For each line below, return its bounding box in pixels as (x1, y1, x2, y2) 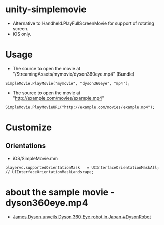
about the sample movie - (5, 186, 115, 198)
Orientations (5, 142, 46, 151)
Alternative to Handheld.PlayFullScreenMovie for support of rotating (12, 20, 154, 26)
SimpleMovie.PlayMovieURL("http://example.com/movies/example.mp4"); (5, 105, 155, 110)
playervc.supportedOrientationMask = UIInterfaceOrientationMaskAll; (5, 165, 159, 170)
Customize (5, 122, 52, 133)
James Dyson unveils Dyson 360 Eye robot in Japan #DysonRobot (12, 214, 151, 220)
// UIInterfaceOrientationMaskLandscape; (5, 169, 94, 174)
